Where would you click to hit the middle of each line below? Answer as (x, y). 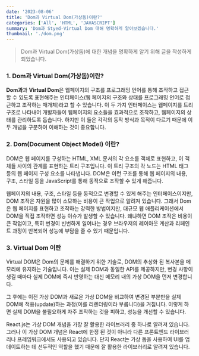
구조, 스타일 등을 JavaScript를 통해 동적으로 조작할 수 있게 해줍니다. (85, 181)
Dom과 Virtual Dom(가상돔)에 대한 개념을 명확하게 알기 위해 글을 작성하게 (106, 52)
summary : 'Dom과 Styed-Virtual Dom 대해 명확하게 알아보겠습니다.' (83, 28)
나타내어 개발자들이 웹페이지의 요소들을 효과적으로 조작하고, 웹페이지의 (104, 112)
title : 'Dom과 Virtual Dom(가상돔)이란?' (54, 17)
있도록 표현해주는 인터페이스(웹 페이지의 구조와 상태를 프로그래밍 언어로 (101, 97)
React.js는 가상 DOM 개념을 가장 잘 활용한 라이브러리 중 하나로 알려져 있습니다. (98, 324)
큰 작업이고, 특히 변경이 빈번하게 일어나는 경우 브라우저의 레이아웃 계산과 (90, 223)
